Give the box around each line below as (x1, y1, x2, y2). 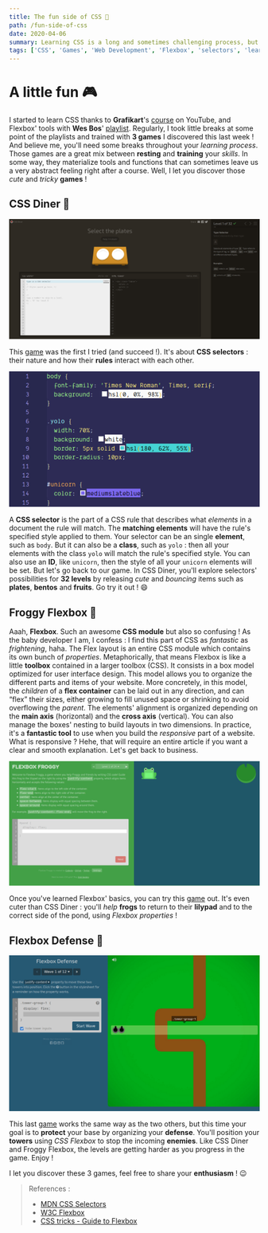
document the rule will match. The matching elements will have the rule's (9, 523, 251, 533)
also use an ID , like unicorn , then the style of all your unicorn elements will (9, 558, 253, 567)
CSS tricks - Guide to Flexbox (40, 1215, 138, 1226)
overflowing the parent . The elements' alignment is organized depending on (9, 703, 258, 713)
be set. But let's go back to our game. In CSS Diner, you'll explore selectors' (9, 566, 258, 575)
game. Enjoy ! (9, 1153, 54, 1162)
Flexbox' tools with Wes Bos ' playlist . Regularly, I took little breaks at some (9, 123, 254, 133)
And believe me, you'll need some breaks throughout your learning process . (9, 140, 258, 151)
